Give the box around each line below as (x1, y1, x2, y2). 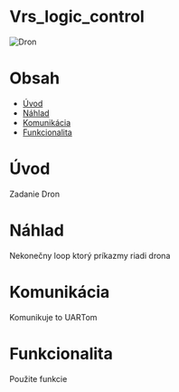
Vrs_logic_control (9, 6, 145, 27)
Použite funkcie (9, 373, 68, 384)
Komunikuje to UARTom (9, 311, 98, 322)
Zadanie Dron (9, 188, 61, 199)
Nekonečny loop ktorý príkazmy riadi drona (9, 250, 171, 261)
